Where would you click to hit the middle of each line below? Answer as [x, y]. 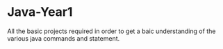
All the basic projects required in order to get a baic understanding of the [111, 31]
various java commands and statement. [64, 38]
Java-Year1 [40, 12]
